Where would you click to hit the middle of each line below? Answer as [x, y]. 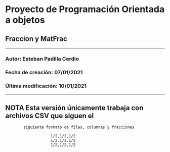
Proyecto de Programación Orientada [85, 9]
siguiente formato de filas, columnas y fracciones [79, 127]
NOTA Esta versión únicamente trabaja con [74, 108]
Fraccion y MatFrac [36, 39]
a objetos [25, 20]
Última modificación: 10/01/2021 [46, 86]
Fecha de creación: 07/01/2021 [44, 72]
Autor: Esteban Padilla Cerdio [42, 59]
